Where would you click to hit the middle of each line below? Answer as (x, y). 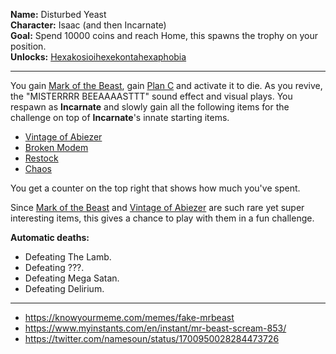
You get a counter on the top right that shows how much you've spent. (155, 188)
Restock (41, 158)
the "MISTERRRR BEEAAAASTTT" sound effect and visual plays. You (151, 96)
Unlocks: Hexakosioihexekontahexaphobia (98, 57)
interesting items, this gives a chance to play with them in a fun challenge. (162, 218)
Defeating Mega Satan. (72, 278)
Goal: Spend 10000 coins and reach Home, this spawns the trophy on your (164, 35)
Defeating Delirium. (64, 288)
